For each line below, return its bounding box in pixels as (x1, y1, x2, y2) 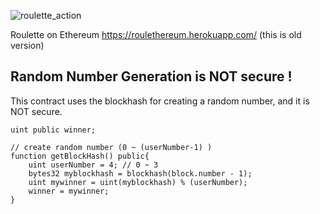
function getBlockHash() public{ (10, 151, 150, 161)
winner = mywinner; (28, 186, 110, 196)
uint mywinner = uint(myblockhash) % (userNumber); (28, 177, 248, 187)
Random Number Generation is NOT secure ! (10, 68, 293, 85)
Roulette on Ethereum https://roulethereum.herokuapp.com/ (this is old (10, 29, 302, 40)
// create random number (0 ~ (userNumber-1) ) (10, 142, 213, 152)
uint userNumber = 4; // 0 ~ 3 (28, 160, 159, 170)
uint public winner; (10, 125, 97, 135)
